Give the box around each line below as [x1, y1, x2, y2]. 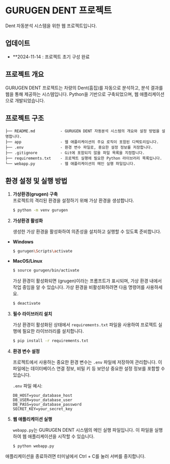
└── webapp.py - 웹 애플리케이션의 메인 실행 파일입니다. [5, 161, 136, 166]
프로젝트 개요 [5, 70, 44, 79]
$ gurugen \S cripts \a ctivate [12, 249, 72, 254]
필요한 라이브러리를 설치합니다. [22, 328, 84, 334]
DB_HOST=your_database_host [12, 393, 72, 398]
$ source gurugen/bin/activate [12, 267, 80, 273]
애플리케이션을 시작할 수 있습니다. [28, 433, 95, 439]
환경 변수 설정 [12, 348, 40, 354]
